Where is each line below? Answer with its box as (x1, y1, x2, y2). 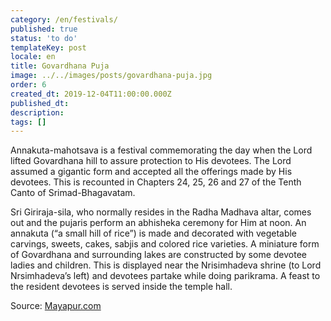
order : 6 (10, 80, 47, 90)
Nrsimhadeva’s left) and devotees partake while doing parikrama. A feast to (10, 270, 321, 282)
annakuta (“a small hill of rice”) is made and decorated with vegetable (10, 227, 298, 240)
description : (10, 107, 65, 118)
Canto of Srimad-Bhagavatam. (10, 187, 136, 199)
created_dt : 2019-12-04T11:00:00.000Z (10, 89, 172, 99)
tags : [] (10, 117, 47, 127)
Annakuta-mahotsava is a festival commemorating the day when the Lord (10, 144, 313, 156)
